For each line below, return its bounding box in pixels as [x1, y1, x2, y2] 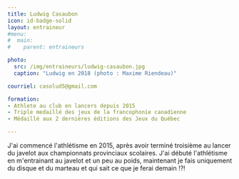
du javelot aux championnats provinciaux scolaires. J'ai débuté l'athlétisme [7, 149, 228, 157]
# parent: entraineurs [7, 44, 84, 51]
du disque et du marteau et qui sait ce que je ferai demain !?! [7, 164, 185, 172]
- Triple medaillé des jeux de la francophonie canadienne [7, 108, 187, 116]
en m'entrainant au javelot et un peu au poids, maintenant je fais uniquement [7, 156, 233, 165]
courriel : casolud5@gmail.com [7, 83, 98, 90]
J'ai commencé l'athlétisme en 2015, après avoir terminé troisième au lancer [7, 141, 231, 150]
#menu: [7, 30, 27, 38]
